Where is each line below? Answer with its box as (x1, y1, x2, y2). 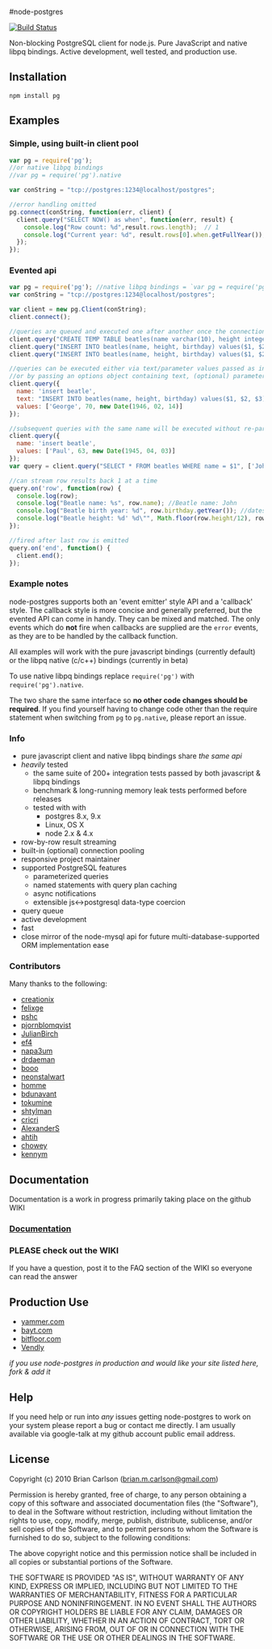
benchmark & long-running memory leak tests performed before (32, 785, 247, 796)
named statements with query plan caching (32, 880, 178, 890)
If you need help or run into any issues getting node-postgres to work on (9, 1412, 251, 1422)
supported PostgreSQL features (20, 863, 128, 873)
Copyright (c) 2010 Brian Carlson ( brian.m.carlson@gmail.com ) (9, 1473, 219, 1484)
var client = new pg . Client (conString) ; (9, 305, 148, 314)
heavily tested (20, 760, 69, 770)
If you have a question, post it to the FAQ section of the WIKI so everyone (9, 1263, 253, 1273)
